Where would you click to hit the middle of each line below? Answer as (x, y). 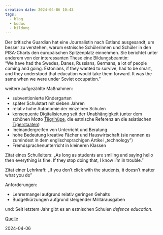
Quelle (12, 219)
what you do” (19, 175)
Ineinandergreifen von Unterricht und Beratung (60, 130)
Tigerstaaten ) (26, 125)
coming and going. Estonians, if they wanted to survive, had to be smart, (79, 69)
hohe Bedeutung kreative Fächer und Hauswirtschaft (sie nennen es (81, 135)
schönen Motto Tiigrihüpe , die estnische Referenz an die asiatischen (82, 119)
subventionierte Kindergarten (42, 98)
